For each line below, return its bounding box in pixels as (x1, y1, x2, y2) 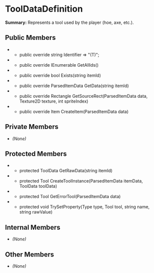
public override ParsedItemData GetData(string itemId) (19, 83, 129, 89)
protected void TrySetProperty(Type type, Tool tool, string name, (19, 204, 150, 210)
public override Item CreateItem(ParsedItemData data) (19, 109, 129, 114)
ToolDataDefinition (5, 3, 83, 15)
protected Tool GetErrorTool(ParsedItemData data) (19, 194, 121, 200)
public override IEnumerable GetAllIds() (19, 62, 99, 68)
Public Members (5, 34, 56, 42)
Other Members (5, 250, 55, 258)
